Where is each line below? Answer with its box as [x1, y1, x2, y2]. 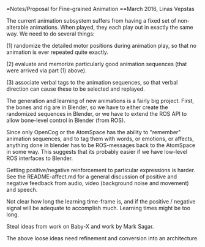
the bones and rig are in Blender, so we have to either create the [6, 104, 168, 111]
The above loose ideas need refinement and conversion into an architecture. [6, 235, 199, 241]
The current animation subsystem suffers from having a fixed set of [6, 17, 176, 24]
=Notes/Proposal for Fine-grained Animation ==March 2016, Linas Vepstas [6, 6, 195, 12]
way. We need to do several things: [6, 30, 95, 37]
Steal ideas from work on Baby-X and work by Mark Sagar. [6, 223, 154, 230]
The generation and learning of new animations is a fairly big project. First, [6, 97, 195, 104]
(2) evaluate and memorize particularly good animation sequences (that [6, 61, 187, 67]
